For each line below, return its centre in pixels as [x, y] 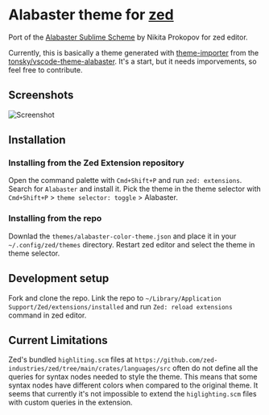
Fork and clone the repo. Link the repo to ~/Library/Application [115, 298]
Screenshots [41, 95]
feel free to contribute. [46, 69]
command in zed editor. [48, 315]
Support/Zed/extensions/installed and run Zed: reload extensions [120, 306]
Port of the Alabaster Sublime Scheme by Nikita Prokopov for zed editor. [128, 37]
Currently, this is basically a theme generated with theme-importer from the [134, 52]
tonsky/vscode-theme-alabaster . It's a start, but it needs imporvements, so [132, 61]
